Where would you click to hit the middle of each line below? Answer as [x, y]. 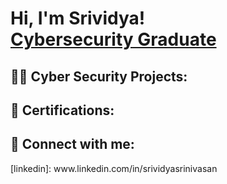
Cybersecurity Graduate [113, 39]
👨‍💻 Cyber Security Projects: [99, 76]
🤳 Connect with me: [72, 144]
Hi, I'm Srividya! [78, 18]
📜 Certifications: [62, 110]
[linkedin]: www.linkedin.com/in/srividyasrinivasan [114, 168]
